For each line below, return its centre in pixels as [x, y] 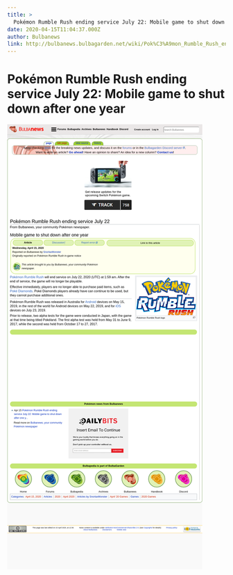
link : [15, 44]
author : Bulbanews [34, 37]
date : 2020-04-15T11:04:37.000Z [54, 29]
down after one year [67, 109]
